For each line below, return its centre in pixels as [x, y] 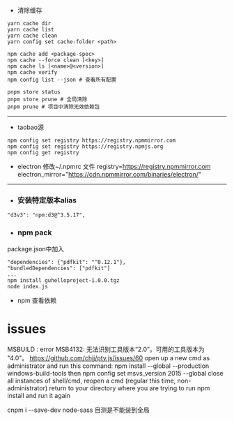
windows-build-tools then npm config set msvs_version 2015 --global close [116, 373]
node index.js [28, 286]
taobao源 [30, 127]
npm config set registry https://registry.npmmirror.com [92, 140]
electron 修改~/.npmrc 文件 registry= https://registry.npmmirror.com [114, 167]
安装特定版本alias [47, 200]
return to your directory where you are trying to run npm [130, 388]
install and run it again [39, 395]
